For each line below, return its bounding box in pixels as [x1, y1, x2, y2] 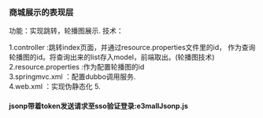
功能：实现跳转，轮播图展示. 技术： [9, 26, 124, 36]
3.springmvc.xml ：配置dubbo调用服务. [9, 72, 136, 81]
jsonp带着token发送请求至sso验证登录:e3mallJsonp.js [9, 101, 188, 110]
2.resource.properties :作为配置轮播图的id [9, 63, 145, 72]
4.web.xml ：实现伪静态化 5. [9, 82, 101, 91]
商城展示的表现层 [9, 6, 74, 17]
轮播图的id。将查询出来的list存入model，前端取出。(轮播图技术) [9, 52, 215, 62]
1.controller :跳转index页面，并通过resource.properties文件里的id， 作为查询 [9, 43, 256, 52]
